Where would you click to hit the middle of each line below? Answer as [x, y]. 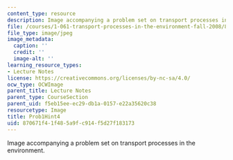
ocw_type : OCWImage [35, 85]
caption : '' [31, 46]
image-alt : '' [34, 59]
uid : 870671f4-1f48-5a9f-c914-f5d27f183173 [71, 123]
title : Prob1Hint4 [34, 116]
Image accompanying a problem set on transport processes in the [101, 143]
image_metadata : [31, 39]
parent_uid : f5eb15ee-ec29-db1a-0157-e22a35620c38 [82, 104]
